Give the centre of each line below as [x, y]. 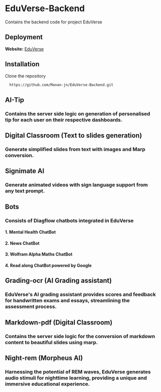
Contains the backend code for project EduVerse [54, 22]
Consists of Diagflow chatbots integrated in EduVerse [69, 221]
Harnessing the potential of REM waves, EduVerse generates [78, 372]
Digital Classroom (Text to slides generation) [73, 136]
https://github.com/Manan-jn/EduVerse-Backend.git [61, 85]
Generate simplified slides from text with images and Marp [75, 150]
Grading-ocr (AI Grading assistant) [59, 281]
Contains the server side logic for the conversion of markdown [80, 336]
